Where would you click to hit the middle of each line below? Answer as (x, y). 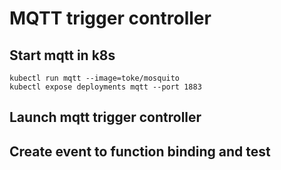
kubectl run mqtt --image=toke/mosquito (95, 78)
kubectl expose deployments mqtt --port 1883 (105, 87)
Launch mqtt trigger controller (105, 117)
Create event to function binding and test (140, 151)
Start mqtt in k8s (62, 55)
